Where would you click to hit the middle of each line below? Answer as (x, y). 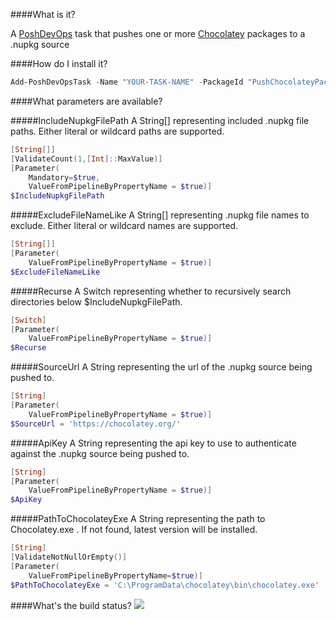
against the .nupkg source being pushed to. (100, 453)
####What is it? (43, 14)
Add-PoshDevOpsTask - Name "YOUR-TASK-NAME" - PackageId (127, 82)
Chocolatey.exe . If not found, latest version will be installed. (134, 530)
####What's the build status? (71, 605)
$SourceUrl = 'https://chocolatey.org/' (96, 424)
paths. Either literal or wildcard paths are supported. (117, 131)
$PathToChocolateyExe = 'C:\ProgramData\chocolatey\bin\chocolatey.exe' (165, 585)
